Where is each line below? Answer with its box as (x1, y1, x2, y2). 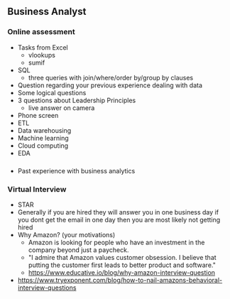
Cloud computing (17, 141, 69, 150)
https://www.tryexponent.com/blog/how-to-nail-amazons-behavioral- (17, 276, 223, 284)
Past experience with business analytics (17, 166, 136, 175)
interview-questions (17, 283, 77, 292)
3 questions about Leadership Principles (17, 96, 136, 104)
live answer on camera (28, 103, 95, 112)
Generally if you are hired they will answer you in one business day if (17, 207, 219, 216)
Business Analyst (7, 6, 87, 18)
